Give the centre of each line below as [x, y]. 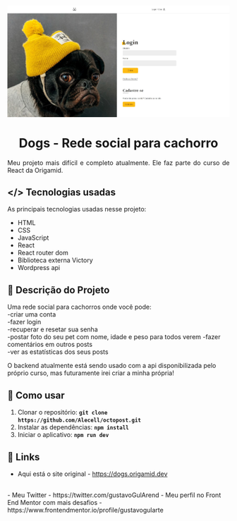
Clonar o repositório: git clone [62, 412]
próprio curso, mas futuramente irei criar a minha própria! [91, 373]
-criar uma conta [32, 314]
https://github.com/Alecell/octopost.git [79, 421]
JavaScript [33, 238]
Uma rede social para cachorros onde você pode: [79, 307]
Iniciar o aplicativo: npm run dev [63, 435]
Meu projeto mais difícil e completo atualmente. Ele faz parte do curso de [119, 163]
